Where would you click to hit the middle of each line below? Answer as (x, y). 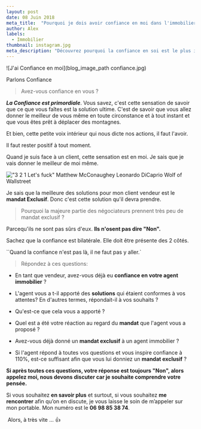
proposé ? (27, 329)
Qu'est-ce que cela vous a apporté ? (60, 311)
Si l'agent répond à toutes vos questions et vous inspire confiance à (98, 352)
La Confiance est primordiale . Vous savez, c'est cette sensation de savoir (98, 103)
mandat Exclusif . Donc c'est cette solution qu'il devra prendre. (84, 199)
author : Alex (22, 28)
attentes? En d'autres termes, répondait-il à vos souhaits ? (86, 299)
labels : (16, 34)
